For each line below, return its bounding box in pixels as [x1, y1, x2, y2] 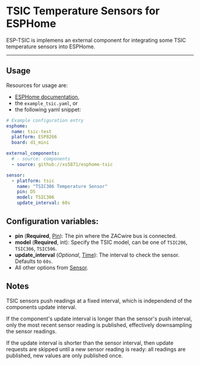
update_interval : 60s [17, 200, 70, 206]
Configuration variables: [6, 216, 99, 227]
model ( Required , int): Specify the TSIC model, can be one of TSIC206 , [14, 239, 187, 246]
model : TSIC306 [17, 194, 55, 200]
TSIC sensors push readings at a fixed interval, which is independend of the [6, 297, 192, 304]
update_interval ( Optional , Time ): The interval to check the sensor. [14, 251, 180, 258]
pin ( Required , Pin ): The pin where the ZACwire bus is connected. [14, 232, 177, 239]
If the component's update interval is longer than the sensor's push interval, [6, 315, 192, 322]
